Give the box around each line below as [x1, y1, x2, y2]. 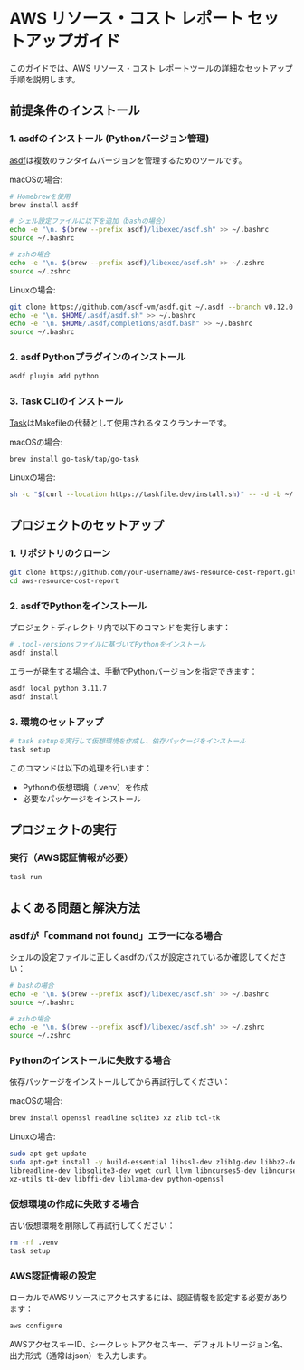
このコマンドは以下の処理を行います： [9, 762, 152, 773]
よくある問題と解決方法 [9, 900, 140, 915]
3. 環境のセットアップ [9, 715, 104, 728]
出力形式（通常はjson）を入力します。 [9, 1350, 152, 1361]
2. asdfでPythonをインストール [9, 599, 147, 612]
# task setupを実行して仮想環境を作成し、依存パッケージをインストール [9, 736, 247, 745]
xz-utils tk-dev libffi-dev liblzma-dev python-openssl [9, 1174, 224, 1183]
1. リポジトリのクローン [9, 547, 111, 560]
